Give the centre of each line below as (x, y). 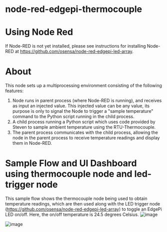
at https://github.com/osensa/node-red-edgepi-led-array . (74, 52)
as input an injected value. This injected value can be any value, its (81, 106)
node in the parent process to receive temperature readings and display (86, 138)
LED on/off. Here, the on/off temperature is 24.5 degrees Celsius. (72, 214)
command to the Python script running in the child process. (73, 117)
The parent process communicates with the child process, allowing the (85, 133)
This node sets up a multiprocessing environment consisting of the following (83, 86)
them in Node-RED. (32, 143)
